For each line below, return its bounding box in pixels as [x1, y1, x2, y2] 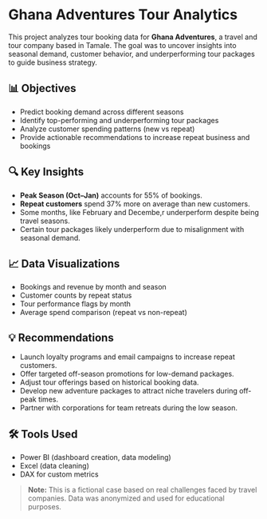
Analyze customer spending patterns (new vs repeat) [19, 124, 195, 134]
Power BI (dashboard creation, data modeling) [19, 453, 171, 461]
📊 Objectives [8, 82, 77, 95]
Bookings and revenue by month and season [19, 282, 167, 292]
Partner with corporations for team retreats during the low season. [19, 403, 238, 413]
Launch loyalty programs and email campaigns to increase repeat [19, 352, 235, 361]
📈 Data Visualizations [8, 257, 120, 270]
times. [38, 394, 58, 405]
